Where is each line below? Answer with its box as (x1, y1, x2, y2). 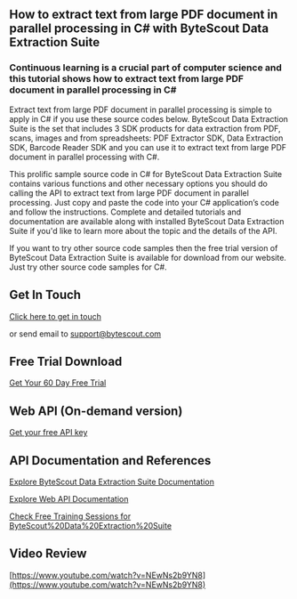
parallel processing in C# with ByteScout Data (9, 21, 269, 36)
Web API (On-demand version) (9, 403, 183, 418)
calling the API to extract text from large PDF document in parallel (9, 187, 249, 198)
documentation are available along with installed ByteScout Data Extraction (9, 215, 285, 226)
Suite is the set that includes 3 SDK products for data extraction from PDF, (9, 123, 282, 134)
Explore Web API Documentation (9, 493, 129, 504)
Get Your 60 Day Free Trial (9, 377, 107, 388)
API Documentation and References (9, 453, 212, 468)
